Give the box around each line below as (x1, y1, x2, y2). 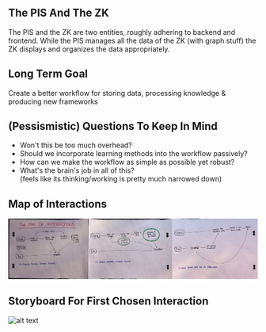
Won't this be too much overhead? (19, 140, 132, 150)
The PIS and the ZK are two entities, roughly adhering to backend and (8, 27, 236, 36)
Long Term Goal (8, 67, 89, 81)
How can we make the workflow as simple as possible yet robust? (19, 158, 235, 167)
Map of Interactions (8, 197, 108, 211)
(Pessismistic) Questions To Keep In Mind (8, 120, 218, 133)
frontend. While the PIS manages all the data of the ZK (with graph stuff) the (8, 36, 256, 45)
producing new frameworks (8, 97, 99, 106)
